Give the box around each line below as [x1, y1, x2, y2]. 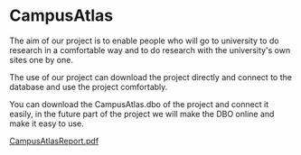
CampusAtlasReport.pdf [9, 135, 99, 146]
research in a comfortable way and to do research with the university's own [9, 44, 291, 55]
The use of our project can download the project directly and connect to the [9, 71, 292, 82]
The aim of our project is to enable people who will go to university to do [9, 35, 279, 46]
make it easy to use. [9, 118, 84, 129]
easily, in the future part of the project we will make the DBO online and [9, 108, 275, 119]
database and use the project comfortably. [9, 81, 168, 92]
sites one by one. [9, 54, 74, 65]
